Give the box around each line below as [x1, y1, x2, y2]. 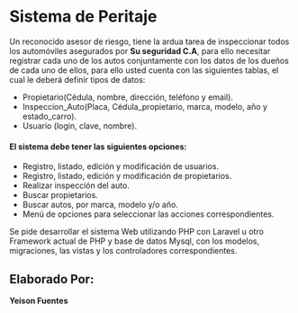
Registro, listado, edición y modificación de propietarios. [22, 171, 232, 182]
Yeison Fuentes [9, 295, 68, 306]
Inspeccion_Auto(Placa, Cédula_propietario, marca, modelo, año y [22, 101, 268, 112]
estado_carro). [22, 111, 77, 121]
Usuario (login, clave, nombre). [22, 120, 138, 131]
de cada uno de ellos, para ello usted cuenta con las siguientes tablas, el [9, 65, 279, 76]
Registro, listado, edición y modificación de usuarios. [22, 161, 219, 172]
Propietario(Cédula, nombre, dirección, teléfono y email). [22, 92, 234, 103]
